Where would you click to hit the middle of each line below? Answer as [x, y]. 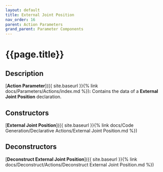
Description [24, 73]
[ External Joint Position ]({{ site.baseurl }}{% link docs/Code [69, 125]
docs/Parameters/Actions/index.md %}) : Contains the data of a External [82, 91]
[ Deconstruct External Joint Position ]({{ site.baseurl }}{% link [71, 159]
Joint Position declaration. [33, 97]
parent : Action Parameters [34, 24]
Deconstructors [31, 147]
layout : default [23, 10]
